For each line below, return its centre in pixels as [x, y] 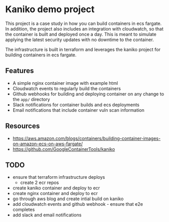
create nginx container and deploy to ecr [55, 194]
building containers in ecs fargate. [41, 55]
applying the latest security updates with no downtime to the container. [79, 40]
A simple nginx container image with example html [65, 83]
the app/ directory [31, 99]
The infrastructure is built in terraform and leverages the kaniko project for [83, 49]
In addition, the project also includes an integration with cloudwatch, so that [84, 28]
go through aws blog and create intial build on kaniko [68, 199]
